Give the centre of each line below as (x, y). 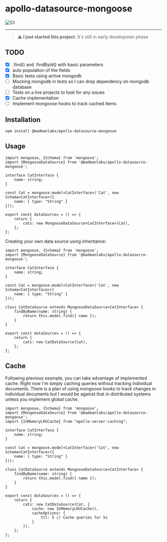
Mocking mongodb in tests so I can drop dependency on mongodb (81, 81)
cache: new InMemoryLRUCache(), (65, 509)
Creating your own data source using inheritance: (56, 241)
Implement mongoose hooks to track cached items (64, 104)
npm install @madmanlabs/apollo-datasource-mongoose (61, 131)
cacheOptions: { (48, 513)
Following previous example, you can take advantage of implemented (76, 378)
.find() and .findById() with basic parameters (58, 64)
